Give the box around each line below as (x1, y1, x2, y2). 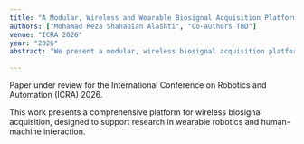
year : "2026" (9, 38, 59, 48)
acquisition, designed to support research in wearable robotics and (9, 117, 260, 128)
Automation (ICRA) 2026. (9, 90, 103, 101)
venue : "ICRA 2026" (9, 30, 83, 39)
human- (261, 117, 291, 128)
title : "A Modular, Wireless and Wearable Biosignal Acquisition (9, 13, 261, 23)
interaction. (43, 126, 86, 137)
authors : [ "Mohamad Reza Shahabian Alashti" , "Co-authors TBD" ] (9, 22, 257, 31)
